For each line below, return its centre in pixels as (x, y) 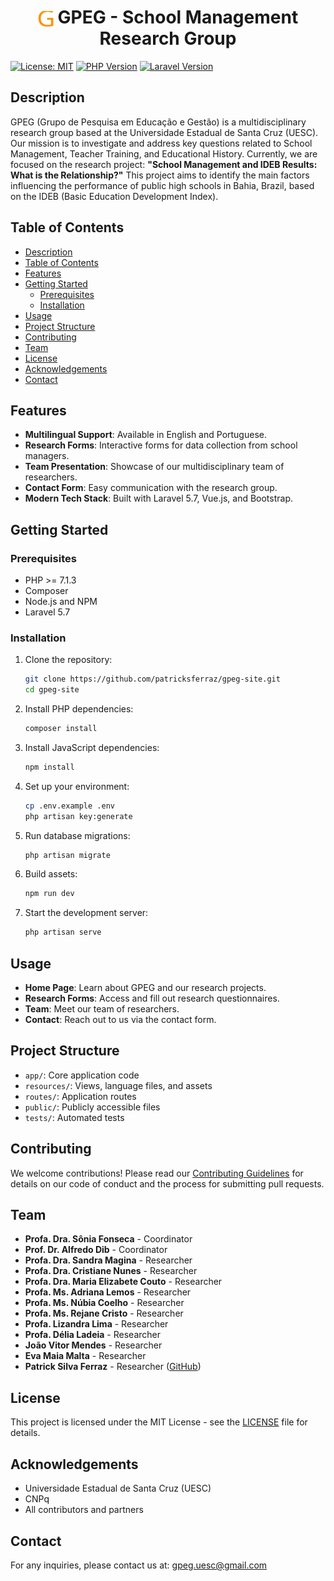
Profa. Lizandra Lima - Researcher (96, 1324)
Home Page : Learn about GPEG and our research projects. (145, 988)
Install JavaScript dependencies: (92, 747)
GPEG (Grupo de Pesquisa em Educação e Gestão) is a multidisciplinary (158, 122)
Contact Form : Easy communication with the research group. (151, 488)
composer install (61, 729)
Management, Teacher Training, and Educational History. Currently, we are (164, 153)
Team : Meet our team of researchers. (102, 1009)
